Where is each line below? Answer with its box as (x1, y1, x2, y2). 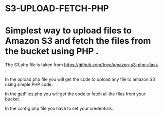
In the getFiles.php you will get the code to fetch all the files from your (5, 91, 146, 97)
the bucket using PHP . (5, 46, 99, 57)
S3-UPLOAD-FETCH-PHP (5, 3, 109, 14)
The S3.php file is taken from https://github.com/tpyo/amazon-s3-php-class (5, 62, 158, 68)
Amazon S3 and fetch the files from (5, 35, 151, 47)
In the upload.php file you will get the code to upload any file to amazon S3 (5, 76, 155, 83)
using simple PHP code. (5, 82, 53, 87)
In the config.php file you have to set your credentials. (5, 105, 113, 112)
